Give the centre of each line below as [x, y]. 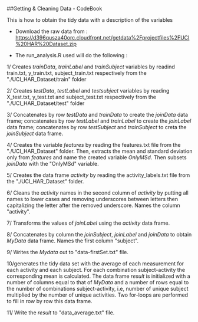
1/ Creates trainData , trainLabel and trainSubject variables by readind [91, 67]
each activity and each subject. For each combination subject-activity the [96, 270]
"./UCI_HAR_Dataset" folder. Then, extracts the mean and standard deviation [100, 151]
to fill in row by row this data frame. [50, 301]
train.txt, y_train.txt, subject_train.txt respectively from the [77, 73]
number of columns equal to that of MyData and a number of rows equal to [98, 282]
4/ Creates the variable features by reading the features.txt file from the [94, 145]
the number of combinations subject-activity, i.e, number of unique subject [98, 289]
